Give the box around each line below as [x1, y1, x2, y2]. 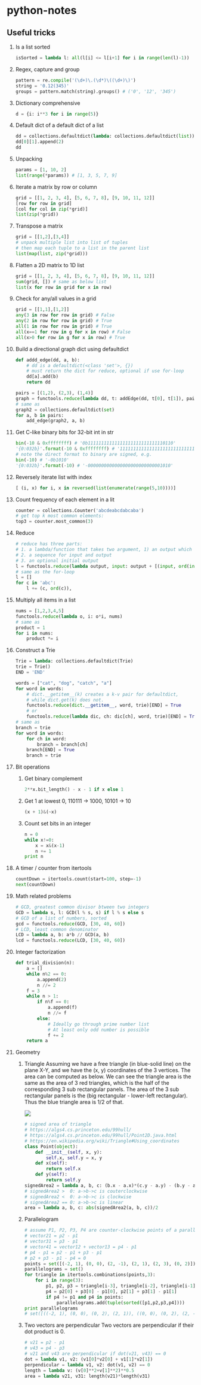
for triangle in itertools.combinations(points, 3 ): [24, 1272, 156, 1278]
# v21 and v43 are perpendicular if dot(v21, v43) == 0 [24, 1351, 166, 1357]
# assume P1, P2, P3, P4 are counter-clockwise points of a [24, 1227, 177, 1233]
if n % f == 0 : [37, 999, 70, 1005]
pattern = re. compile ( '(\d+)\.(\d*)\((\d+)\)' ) [15, 77, 137, 83]
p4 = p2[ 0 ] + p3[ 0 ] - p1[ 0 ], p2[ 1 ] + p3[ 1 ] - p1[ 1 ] [45, 1289, 177, 1295]
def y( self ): [35, 1172, 68, 1178]
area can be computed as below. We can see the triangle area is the [24, 1073, 191, 1080]
